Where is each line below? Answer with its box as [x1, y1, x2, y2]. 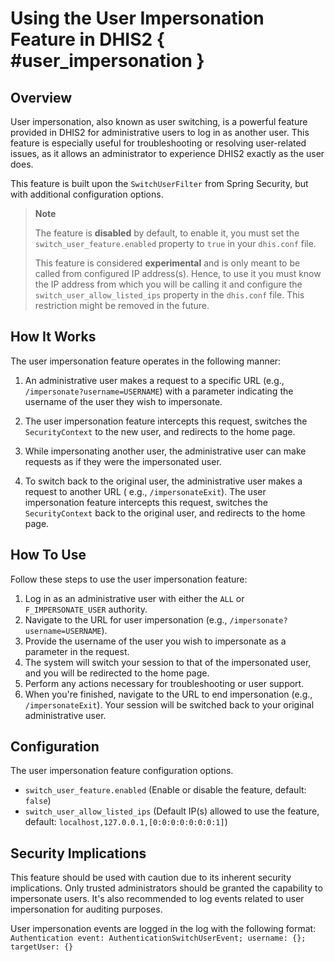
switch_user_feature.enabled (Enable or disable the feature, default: [24, 784, 307, 796]
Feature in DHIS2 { [10, 28, 165, 51]
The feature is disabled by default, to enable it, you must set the [34, 227, 300, 239]
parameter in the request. [24, 645, 130, 657]
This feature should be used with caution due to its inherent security [10, 872, 292, 884]
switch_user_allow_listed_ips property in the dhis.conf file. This [34, 289, 305, 301]
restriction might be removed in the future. [34, 300, 210, 311]
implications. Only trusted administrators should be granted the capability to [10, 882, 323, 894]
